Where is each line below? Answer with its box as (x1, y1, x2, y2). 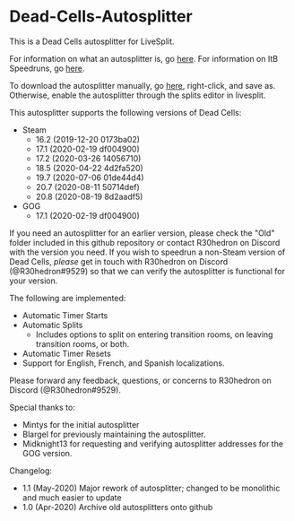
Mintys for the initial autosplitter (22, 419, 140, 430)
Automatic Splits (22, 319, 83, 330)
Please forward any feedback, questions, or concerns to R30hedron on (9, 375, 272, 386)
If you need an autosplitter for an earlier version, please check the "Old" (9, 227, 275, 239)
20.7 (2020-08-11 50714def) (35, 181, 141, 192)
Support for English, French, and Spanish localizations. (22, 357, 225, 369)
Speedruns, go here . (9, 63, 85, 74)
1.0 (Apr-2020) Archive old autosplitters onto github (22, 501, 213, 512)
